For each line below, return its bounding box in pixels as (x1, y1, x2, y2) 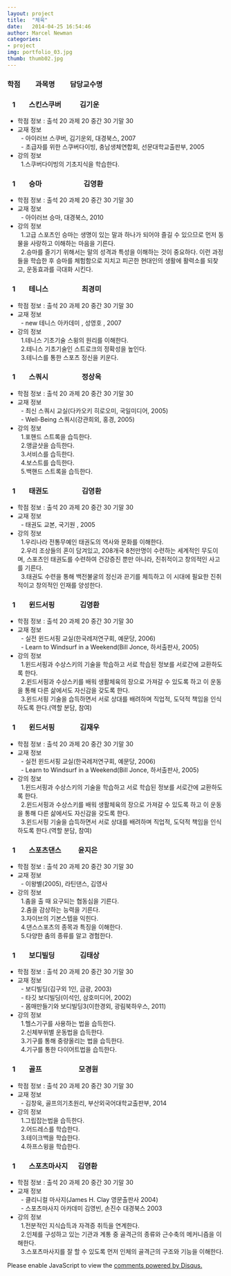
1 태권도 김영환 (12, 486, 102, 496)
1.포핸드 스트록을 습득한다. (20, 432, 92, 440)
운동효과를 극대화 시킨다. (26, 265, 93, 273)
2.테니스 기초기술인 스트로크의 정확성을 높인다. (20, 344, 147, 353)
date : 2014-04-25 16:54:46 (7, 23, 91, 30)
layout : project (7, 10, 54, 17)
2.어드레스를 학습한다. (20, 1124, 81, 1133)
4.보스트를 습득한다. (20, 458, 75, 467)
